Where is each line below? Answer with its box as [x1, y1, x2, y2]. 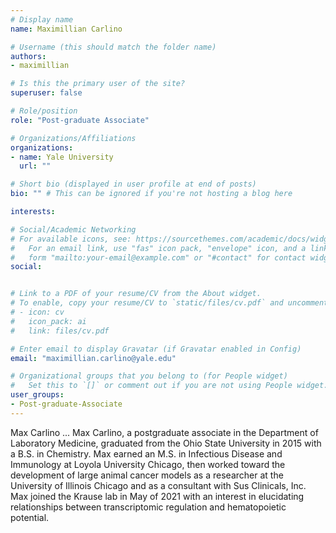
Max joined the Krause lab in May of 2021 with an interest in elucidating [10, 490, 305, 502]
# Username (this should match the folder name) [10, 42, 217, 52]
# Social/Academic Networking [10, 224, 137, 235]
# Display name [10, 14, 74, 25]
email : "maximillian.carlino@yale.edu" [10, 353, 177, 363]
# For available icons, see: [10, 234, 132, 244]
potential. [10, 511, 50, 523]
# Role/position [10, 106, 78, 116]
